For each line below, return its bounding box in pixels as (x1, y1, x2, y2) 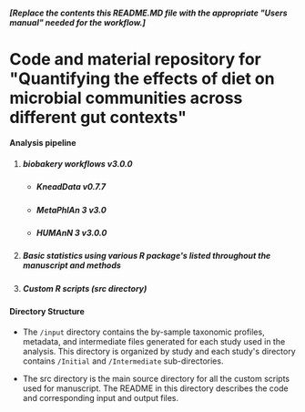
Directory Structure (9, 306, 85, 317)
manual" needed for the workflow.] (9, 16, 146, 27)
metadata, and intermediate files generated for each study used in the (22, 335, 286, 346)
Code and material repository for (9, 48, 261, 69)
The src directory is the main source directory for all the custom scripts (22, 373, 290, 384)
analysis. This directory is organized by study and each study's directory (22, 345, 296, 356)
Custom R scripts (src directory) (22, 283, 147, 294)
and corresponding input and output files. (22, 392, 179, 403)
